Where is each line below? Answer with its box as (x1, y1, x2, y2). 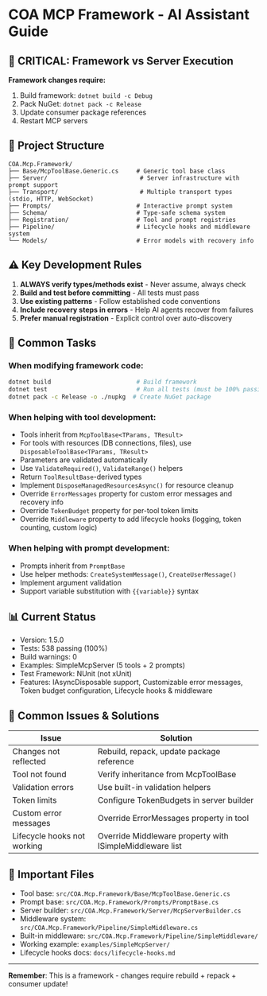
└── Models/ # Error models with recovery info (8, 236, 254, 244)
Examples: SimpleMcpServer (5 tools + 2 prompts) (19, 660, 185, 670)
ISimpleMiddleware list (97, 841, 183, 852)
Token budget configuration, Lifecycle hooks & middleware (19, 686, 213, 695)
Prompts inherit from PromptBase (19, 561, 126, 570)
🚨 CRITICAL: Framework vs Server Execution (8, 54, 234, 68)
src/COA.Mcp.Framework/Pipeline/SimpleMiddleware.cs (19, 924, 199, 932)
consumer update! (8, 978, 68, 988)
